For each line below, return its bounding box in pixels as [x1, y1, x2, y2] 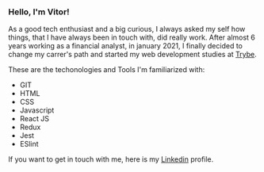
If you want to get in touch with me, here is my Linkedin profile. [8, 155, 214, 164]
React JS [19, 114, 50, 124]
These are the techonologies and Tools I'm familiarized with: [8, 65, 205, 75]
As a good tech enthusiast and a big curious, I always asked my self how [8, 25, 246, 34]
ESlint [19, 140, 39, 149]
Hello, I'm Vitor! [8, 6, 70, 17]
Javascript [19, 105, 55, 115]
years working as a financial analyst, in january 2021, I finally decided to [8, 41, 243, 51]
